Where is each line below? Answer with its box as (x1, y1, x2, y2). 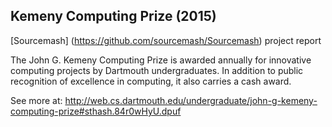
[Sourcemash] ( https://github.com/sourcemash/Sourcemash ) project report (10, 34, 322, 46)
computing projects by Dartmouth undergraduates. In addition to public (10, 64, 304, 76)
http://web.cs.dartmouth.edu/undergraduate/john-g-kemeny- (64, 94, 318, 106)
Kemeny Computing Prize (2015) (10, 8, 217, 25)
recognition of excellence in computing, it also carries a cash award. (10, 75, 292, 87)
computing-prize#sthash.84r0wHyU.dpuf (10, 105, 182, 117)
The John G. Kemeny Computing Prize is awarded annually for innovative (10, 54, 312, 66)
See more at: (10, 94, 63, 106)
